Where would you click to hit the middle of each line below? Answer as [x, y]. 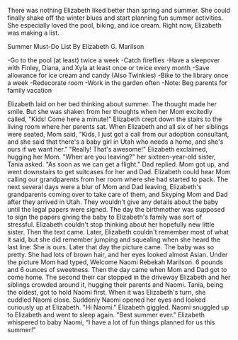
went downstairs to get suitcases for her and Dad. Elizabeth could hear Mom [119, 172]
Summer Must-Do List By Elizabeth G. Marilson [76, 46]
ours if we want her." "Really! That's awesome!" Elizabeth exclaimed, [107, 149]
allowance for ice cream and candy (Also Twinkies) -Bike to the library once [118, 75]
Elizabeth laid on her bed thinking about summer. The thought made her [112, 104]
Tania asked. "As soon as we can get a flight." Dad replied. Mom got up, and [118, 164]
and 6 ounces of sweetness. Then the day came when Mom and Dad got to [117, 270]
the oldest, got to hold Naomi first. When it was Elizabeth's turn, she [107, 292]
